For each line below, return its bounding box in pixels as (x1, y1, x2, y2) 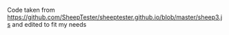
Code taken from (7, 6, 55, 14)
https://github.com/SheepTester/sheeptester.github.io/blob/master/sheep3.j (7, 13, 223, 21)
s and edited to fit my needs (7, 21, 87, 28)
